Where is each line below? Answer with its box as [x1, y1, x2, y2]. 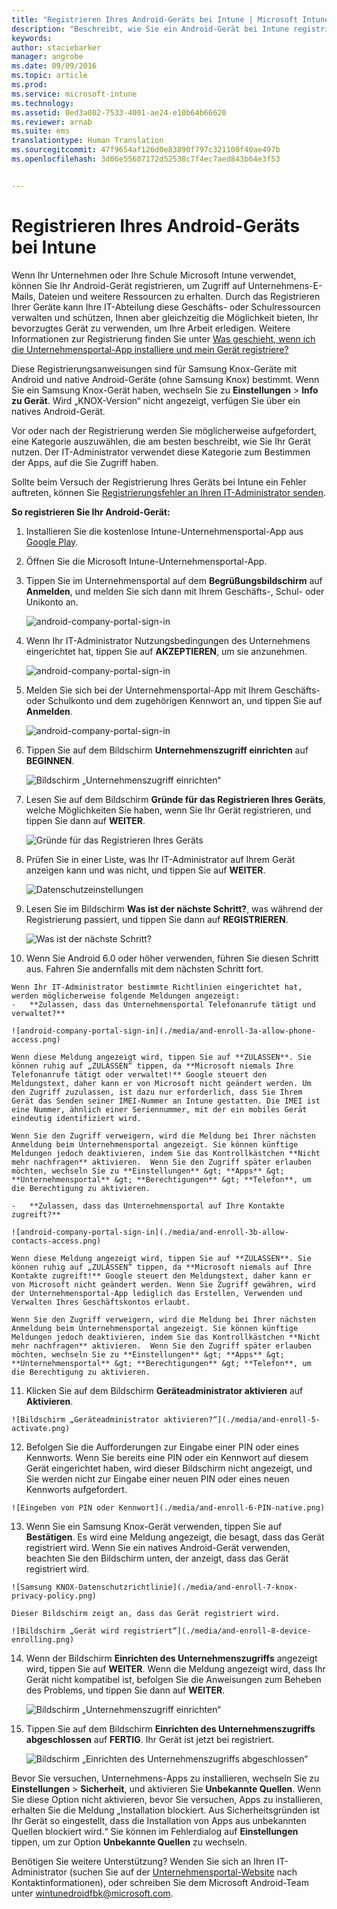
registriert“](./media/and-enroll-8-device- [122, 1626, 312, 1636]
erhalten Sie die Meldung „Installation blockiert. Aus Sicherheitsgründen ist [11, 1804, 321, 1816]
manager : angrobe [11, 52, 84, 62]
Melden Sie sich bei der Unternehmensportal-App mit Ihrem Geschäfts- [25, 684, 321, 696]
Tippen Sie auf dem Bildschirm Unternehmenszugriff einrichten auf [25, 744, 309, 756]
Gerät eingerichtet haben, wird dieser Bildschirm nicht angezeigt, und [25, 1462, 313, 1474]
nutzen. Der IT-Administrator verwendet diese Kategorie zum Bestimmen [11, 446, 311, 458]
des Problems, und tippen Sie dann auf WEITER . [25, 1684, 226, 1696]
